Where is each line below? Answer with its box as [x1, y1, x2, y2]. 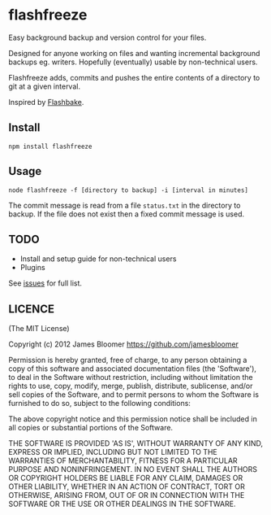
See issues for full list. [8, 278, 83, 288]
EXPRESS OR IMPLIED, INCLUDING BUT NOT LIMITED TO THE [8, 447, 217, 457]
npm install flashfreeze [8, 142, 92, 151]
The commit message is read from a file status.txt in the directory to [8, 200, 241, 210]
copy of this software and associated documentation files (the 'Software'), [8, 364, 257, 373]
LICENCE [8, 302, 55, 316]
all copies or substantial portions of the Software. [8, 423, 173, 433]
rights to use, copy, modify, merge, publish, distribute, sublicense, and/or [8, 381, 253, 391]
